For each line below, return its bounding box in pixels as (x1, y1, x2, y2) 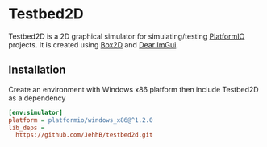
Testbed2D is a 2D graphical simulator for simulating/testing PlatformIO (8, 31, 245, 41)
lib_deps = (8, 124, 45, 132)
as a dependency (8, 93, 66, 103)
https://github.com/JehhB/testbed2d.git (15, 131, 153, 139)
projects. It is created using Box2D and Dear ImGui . (8, 39, 179, 49)
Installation (8, 63, 66, 77)
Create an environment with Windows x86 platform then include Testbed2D (8, 84, 260, 94)
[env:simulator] (8, 108, 63, 116)
